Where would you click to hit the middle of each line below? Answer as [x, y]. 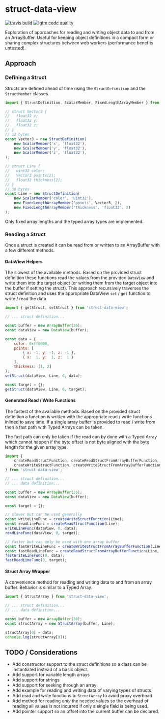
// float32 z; [22, 125]
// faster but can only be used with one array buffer [62, 542]
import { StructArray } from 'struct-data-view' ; [57, 597]
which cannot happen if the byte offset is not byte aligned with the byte [77, 442]
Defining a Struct [26, 77]
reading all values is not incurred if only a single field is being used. [80, 706]
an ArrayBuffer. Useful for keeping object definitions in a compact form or [80, 37]
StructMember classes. [27, 93]
